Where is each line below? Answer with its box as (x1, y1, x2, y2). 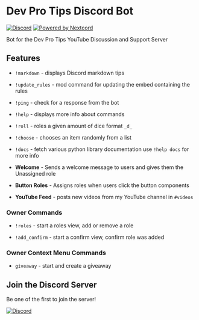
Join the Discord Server (6, 280, 97, 290)
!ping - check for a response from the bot (14, 99, 119, 106)
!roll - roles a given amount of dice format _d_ (14, 122, 133, 129)
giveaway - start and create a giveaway (14, 262, 112, 269)
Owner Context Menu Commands (6, 248, 107, 257)
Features (6, 53, 40, 64)
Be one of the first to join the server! (6, 296, 96, 303)
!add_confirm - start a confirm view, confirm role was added (14, 233, 165, 241)
